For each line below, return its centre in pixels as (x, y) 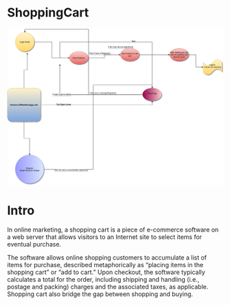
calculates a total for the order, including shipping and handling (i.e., (103, 279)
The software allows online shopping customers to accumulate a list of (107, 257)
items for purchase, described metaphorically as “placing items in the (105, 264)
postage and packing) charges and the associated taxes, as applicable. (108, 286)
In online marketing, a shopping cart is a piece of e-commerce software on (113, 229)
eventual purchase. (34, 244)
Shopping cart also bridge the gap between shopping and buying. (100, 294)
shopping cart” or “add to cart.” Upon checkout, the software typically (106, 272)
